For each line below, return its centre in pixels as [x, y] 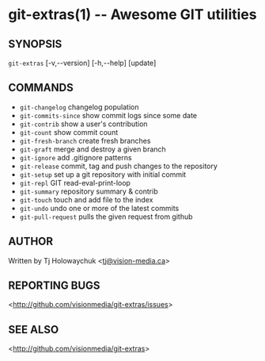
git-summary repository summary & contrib [89, 191]
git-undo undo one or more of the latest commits [99, 208]
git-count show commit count [69, 132]
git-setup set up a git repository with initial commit [103, 174]
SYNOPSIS [35, 44]
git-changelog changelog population [79, 107]
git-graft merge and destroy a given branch [93, 149]
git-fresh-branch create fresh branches [85, 140]
